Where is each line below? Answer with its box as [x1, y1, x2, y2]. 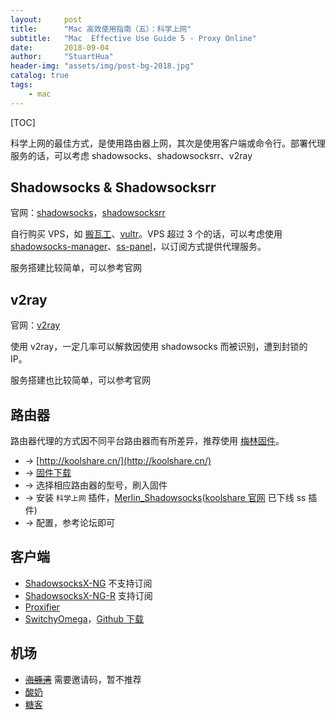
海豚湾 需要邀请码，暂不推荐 [24, 673, 142, 685]
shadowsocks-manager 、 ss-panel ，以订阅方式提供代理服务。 [10, 241, 267, 253]
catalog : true [10, 71, 70, 81]
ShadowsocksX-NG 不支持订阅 [24, 577, 153, 589]
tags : [10, 80, 33, 90]
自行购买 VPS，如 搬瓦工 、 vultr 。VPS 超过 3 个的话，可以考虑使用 [10, 228, 283, 240]
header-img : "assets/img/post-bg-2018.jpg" [10, 61, 195, 71]
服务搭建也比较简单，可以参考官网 [10, 374, 151, 386]
